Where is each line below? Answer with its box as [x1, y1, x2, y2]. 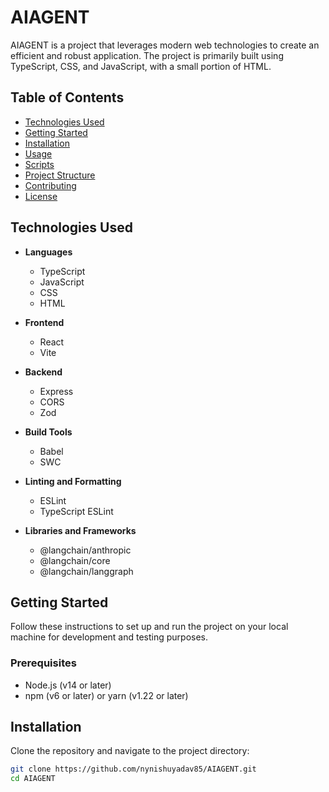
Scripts [24, 158, 55, 170]
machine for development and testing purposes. [10, 631, 209, 643]
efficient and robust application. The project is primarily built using [10, 49, 284, 61]
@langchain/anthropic [39, 544, 132, 556]
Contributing [24, 179, 77, 191]
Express [39, 385, 74, 397]
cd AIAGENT [10, 774, 56, 784]
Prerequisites [10, 656, 77, 670]
